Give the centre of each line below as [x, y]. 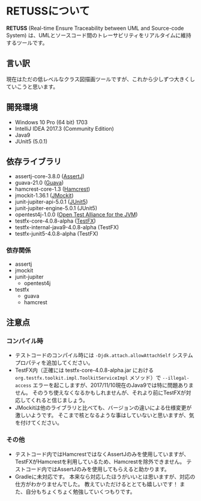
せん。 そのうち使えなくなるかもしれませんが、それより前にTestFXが [100, 393]
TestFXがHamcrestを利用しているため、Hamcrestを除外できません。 [100, 461]
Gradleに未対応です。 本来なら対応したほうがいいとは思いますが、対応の [105, 476]
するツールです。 [27, 43]
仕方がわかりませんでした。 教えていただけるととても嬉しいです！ [97, 484]
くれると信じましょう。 [59, 400]
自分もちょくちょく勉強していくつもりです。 [80, 491]
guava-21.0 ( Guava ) [39, 183]
